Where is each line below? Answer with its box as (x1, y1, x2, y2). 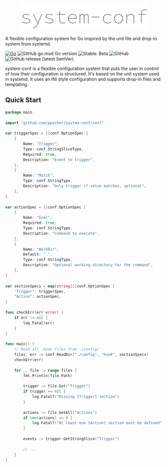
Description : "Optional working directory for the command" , (23, 263, 153, 268)
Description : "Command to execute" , (23, 231, 99, 236)
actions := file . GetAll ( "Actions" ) (23, 410, 97, 415)
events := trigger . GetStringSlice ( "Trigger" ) (23, 437, 120, 442)
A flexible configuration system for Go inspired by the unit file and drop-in (5, 35, 157, 41)
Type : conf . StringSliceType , (23, 146, 84, 151)
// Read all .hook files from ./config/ (14, 347, 99, 352)
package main (5, 109, 32, 115)
